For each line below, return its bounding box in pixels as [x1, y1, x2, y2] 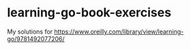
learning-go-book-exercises [7, 5, 172, 21]
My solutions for [7, 27, 53, 36]
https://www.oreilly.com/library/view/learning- [54, 27, 184, 36]
